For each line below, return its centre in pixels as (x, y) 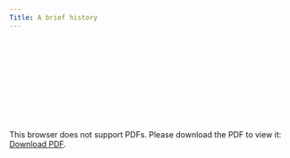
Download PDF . (38, 144)
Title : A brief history (54, 17)
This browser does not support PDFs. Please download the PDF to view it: (145, 134)
